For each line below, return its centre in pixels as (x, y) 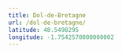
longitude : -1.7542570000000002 (61, 37)
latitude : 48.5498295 (44, 30)
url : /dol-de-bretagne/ (47, 23)
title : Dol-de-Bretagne (47, 15)
